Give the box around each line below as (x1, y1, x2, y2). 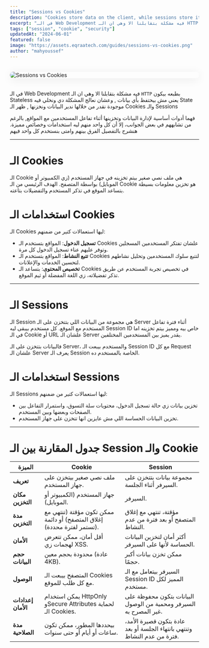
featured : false (10, 37, 50, 43)
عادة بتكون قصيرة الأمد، (124, 617, 186, 626)
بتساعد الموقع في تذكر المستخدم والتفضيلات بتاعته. (10, 186, 125, 193)
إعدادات (13, 596, 34, 605)
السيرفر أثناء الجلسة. (124, 480, 178, 489)
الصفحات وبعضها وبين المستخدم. (18, 408, 92, 415)
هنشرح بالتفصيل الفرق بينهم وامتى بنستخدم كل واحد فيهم (10, 127, 138, 134)
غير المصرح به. (124, 607, 163, 615)
